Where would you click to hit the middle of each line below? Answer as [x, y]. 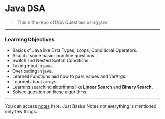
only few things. [21, 112]
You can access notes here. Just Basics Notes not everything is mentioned [81, 106]
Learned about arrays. [35, 82]
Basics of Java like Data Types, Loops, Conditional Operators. [75, 50]
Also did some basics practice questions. [54, 56]
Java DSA [25, 9]
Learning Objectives [30, 39]
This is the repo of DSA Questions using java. [63, 22]
